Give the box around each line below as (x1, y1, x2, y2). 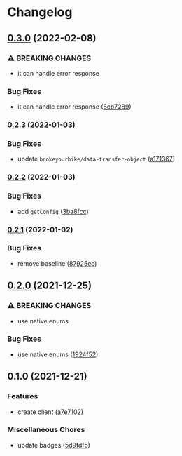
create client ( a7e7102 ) (17, 408, 84, 416)
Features (7, 391, 38, 401)
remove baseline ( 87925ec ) (17, 259, 97, 267)
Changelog (7, 4, 73, 20)
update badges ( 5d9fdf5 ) (17, 441, 91, 449)
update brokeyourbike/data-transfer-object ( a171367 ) (17, 155, 176, 163)
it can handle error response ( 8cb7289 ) (17, 102, 132, 111)
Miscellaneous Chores (7, 425, 85, 435)
